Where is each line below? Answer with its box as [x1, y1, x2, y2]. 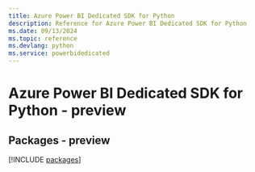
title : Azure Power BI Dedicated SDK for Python [8, 11, 175, 20]
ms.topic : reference [8, 34, 78, 43]
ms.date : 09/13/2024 [8, 27, 78, 35]
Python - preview [8, 102, 127, 120]
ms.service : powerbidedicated [8, 49, 111, 57]
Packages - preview [8, 133, 111, 147]
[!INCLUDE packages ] [8, 155, 82, 164]
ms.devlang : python [8, 42, 74, 50]
